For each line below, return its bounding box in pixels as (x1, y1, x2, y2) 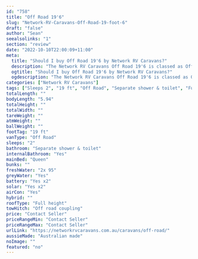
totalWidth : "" (6, 107, 44, 113)
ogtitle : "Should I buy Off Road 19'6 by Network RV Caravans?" (11, 69, 173, 75)
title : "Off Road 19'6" (6, 14, 65, 20)
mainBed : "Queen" (6, 157, 49, 162)
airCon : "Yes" (6, 189, 41, 195)
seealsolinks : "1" (6, 36, 51, 42)
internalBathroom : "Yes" (6, 151, 67, 157)
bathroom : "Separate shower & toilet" (6, 145, 101, 151)
